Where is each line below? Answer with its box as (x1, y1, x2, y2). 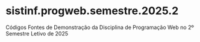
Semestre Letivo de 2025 (5, 30, 69, 37)
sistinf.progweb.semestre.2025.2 (5, 4, 179, 18)
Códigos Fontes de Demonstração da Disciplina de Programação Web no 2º (5, 24, 194, 31)
